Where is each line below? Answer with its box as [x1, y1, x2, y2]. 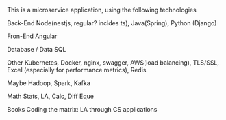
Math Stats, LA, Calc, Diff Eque [7, 92, 95, 100]
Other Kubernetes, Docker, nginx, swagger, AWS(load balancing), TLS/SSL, [7, 59, 220, 67]
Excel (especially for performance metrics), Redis [7, 66, 147, 74]
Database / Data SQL [7, 46, 66, 53]
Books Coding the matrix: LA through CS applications [7, 106, 158, 113]
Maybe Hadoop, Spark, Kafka [7, 79, 90, 87]
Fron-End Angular [7, 32, 58, 40]
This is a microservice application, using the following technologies [7, 6, 197, 14]
